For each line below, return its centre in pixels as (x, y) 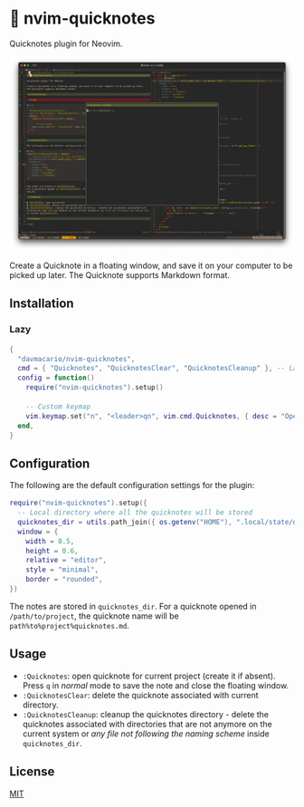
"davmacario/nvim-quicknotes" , (76, 359)
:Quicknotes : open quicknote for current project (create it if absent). (149, 676)
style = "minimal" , (62, 570)
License (32, 772)
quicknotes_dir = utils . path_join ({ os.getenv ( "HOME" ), (125, 522)
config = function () (56, 378)
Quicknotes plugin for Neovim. (66, 43)
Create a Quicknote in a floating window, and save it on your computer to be (151, 265)
